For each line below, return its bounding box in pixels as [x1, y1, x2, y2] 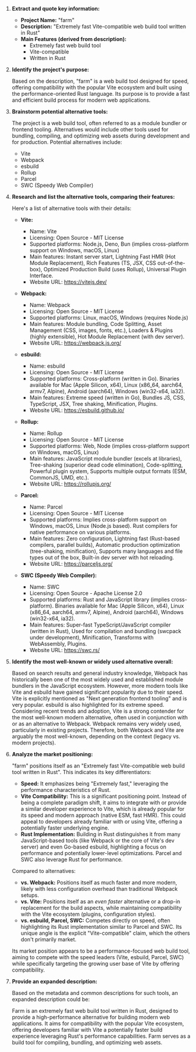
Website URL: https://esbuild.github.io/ [29, 407, 125, 414]
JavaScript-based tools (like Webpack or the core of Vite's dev [20, 837, 175, 844]
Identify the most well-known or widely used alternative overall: [11, 658, 173, 665]
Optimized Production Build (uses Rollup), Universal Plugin [43, 266, 186, 273]
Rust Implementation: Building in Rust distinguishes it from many [20, 831, 181, 838]
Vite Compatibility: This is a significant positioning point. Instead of [20, 793, 187, 800]
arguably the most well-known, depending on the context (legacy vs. [11, 733, 181, 740]
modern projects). [11, 739, 56, 746]
